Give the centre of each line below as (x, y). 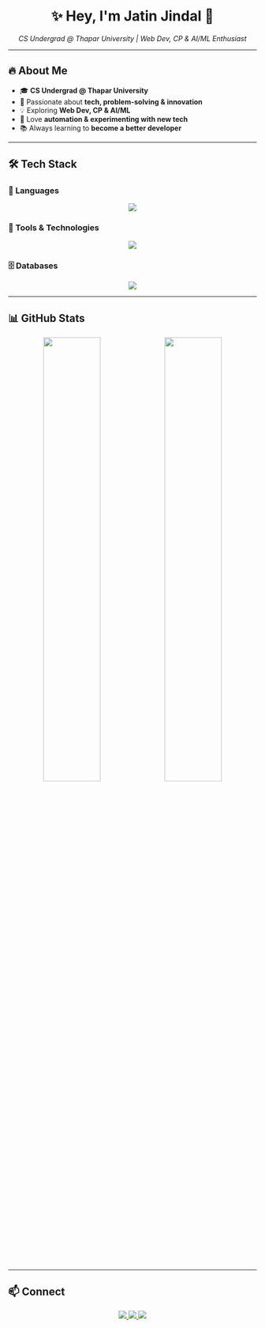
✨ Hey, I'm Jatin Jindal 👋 (132, 16)
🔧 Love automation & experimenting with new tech (104, 119)
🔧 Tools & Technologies (54, 228)
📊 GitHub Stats (47, 318)
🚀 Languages (34, 191)
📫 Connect (37, 1292)
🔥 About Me (38, 71)
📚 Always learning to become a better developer (101, 128)
